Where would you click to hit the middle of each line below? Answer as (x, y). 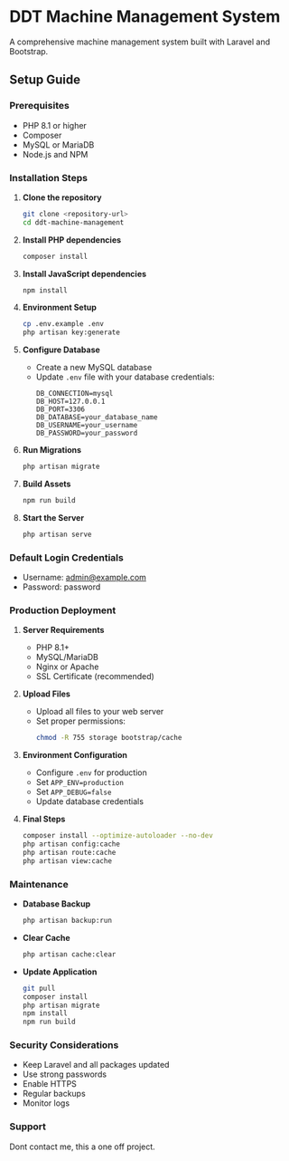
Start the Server (53, 517)
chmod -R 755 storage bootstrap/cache (109, 738)
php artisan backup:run (67, 921)
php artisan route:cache (69, 853)
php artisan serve (57, 534)
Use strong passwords (64, 1074)
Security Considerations (64, 1045)
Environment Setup (60, 307)
